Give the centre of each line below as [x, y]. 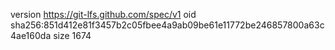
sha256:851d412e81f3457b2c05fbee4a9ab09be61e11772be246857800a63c [167, 25]
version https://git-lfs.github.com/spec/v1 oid [103, 14]
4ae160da [31, 35]
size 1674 [72, 35]
